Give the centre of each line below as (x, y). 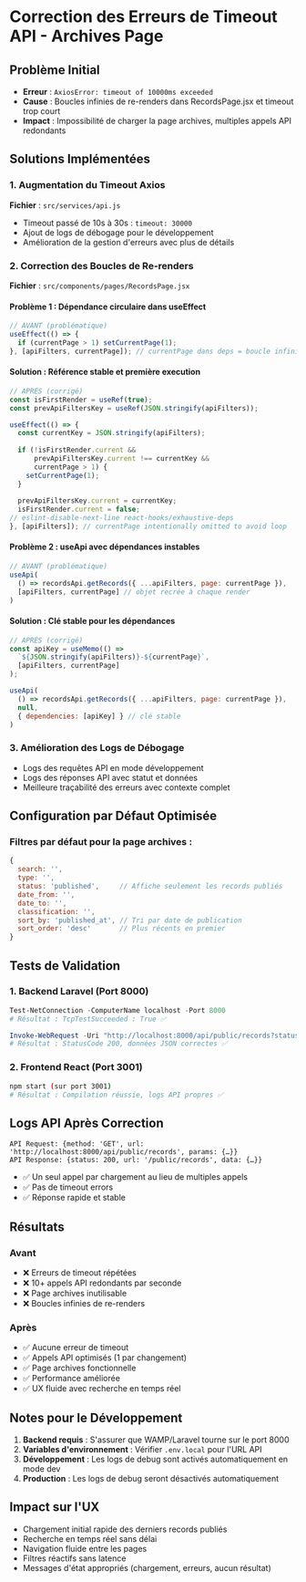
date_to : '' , (42, 903)
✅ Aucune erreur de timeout (76, 1348)
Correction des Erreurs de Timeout (143, 17)
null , (28, 708)
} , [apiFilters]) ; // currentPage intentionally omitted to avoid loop (148, 526)
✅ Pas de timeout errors (68, 1187)
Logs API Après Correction (87, 1123)
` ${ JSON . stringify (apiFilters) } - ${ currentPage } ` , (113, 657)
